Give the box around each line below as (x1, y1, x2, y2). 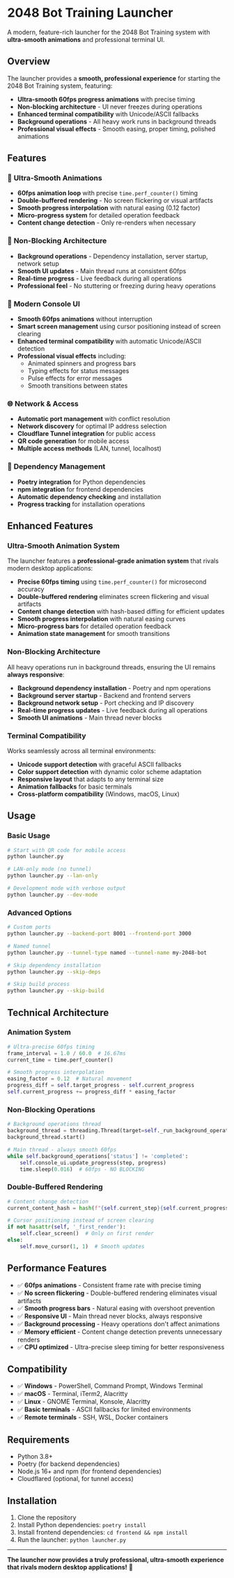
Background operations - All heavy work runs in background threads (17, 117, 217, 126)
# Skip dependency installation (7, 962, 101, 969)
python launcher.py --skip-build (7, 987, 104, 994)
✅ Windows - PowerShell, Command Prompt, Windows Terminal (17, 1382, 203, 1390)
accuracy (17, 585, 45, 593)
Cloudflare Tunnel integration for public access (17, 430, 156, 438)
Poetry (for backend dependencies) (17, 1459, 120, 1469)
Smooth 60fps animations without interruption (17, 315, 153, 324)
